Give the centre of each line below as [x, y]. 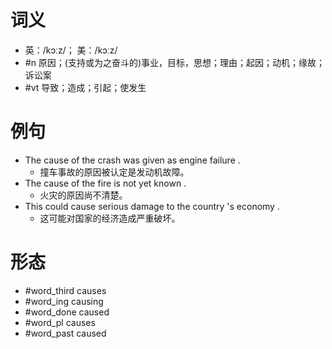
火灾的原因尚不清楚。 [83, 195]
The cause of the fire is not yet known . [105, 183]
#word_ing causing [64, 301]
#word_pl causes [60, 322]
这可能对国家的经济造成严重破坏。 [110, 218]
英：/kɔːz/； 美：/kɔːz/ [71, 50]
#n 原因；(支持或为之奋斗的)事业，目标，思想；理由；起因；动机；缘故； [175, 62]
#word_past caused [65, 333]
